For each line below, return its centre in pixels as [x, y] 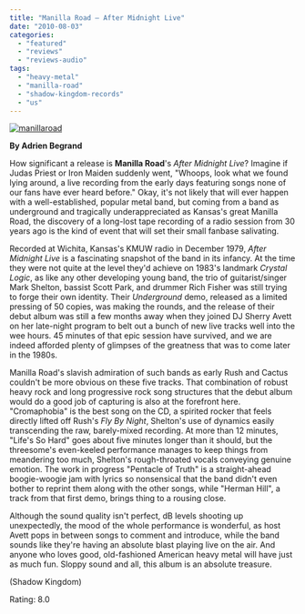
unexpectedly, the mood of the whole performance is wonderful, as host [145, 526]
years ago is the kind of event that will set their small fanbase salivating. [144, 231]
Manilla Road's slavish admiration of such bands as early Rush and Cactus [149, 373]
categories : [32, 35]
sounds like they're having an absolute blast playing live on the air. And [142, 545]
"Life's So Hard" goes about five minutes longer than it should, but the [141, 440]
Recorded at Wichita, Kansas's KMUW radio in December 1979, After [138, 249]
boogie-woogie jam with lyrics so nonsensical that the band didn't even [143, 479]
